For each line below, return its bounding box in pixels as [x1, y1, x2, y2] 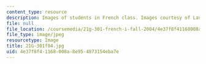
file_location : [6, 26, 45, 32]
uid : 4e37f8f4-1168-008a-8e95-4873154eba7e [6, 49, 120, 55]
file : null [6, 20, 34, 26]
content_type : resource [6, 9, 67, 15]
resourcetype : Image [6, 37, 59, 43]
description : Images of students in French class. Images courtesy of [6, 15, 191, 21]
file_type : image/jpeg [6, 32, 64, 38]
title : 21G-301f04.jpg [6, 43, 64, 49]
